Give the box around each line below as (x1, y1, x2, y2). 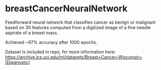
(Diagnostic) (5, 59, 31, 65)
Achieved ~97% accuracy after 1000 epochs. (5, 39, 98, 45)
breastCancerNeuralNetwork (5, 3, 128, 14)
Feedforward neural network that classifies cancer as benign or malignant (5, 19, 156, 25)
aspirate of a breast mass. (5, 30, 58, 35)
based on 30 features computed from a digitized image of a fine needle (5, 24, 151, 30)
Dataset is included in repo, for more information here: (5, 49, 116, 55)
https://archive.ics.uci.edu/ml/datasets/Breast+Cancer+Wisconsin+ (5, 54, 143, 60)
